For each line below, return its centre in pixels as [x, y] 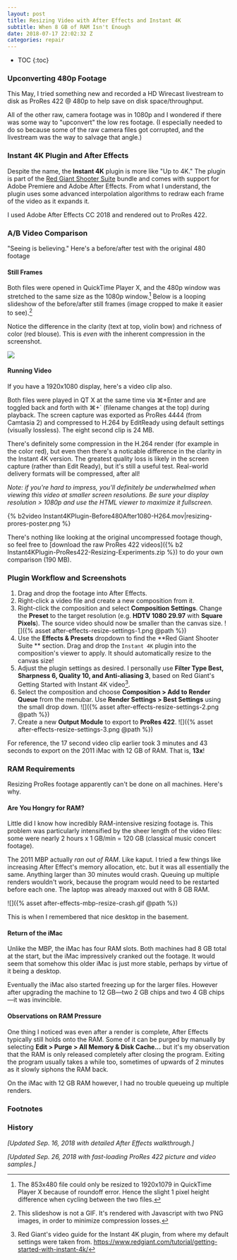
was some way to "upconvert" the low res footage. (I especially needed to [115, 122]
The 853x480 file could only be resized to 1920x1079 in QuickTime [114, 1184]
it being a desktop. [34, 971]
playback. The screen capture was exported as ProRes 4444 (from [105, 415]
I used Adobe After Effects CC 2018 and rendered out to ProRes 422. [107, 214]
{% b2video [25, 516]
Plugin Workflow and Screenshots [67, 578]
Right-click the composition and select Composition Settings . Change [120, 608]
